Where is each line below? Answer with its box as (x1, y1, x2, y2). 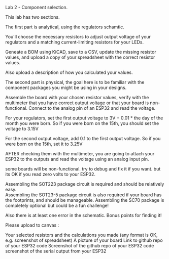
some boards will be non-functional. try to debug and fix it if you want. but (5, 166, 161, 171)
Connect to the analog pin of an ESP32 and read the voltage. (28, 105, 156, 111)
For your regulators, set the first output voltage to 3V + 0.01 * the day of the (5, 115, 163, 121)
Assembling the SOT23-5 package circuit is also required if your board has (5, 192, 162, 198)
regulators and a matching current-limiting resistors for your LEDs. (5, 39, 144, 45)
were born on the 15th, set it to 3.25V (5, 141, 83, 147)
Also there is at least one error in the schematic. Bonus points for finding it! (5, 212, 162, 218)
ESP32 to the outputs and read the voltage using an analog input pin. (5, 156, 149, 162)
